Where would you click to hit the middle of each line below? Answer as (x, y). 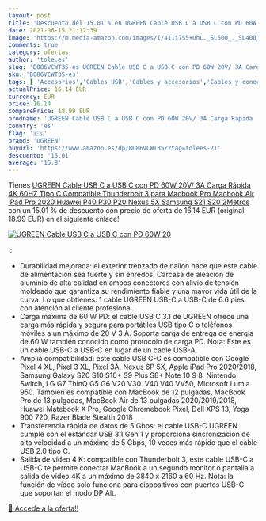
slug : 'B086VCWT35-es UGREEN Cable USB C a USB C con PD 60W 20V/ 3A (125, 67)
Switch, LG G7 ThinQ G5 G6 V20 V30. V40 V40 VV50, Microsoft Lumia (135, 384)
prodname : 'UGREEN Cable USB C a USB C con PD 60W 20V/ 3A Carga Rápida (131, 119)
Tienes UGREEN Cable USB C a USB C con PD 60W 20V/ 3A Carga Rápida (129, 185)
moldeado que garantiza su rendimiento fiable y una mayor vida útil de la (138, 291)
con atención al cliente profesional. (77, 308)
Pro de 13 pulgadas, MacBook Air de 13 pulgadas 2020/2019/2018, (128, 401)
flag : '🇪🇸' (28, 133)
